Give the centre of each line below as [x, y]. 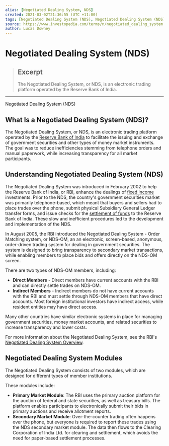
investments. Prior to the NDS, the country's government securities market [82, 197]
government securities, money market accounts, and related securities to [81, 322]
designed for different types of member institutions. [59, 376]
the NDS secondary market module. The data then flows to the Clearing [87, 427]
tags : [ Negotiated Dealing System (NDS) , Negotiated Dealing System [78, 19]
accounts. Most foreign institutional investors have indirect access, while [88, 301]
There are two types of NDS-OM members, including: [61, 270]
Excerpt [30, 72]
